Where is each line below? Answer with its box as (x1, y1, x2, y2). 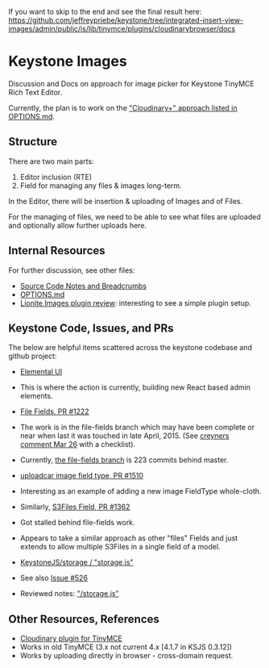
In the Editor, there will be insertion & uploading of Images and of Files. (8, 196, 243, 206)
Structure (8, 135, 58, 148)
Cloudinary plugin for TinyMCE (19, 633, 122, 644)
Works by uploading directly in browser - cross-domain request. (19, 651, 234, 661)
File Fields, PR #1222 (19, 407, 90, 416)
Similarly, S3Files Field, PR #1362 (19, 502, 130, 511)
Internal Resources (8, 244, 106, 257)
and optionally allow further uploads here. (8, 220, 147, 230)
